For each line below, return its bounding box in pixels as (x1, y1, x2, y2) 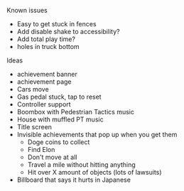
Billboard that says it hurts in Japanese (16, 175, 131, 184)
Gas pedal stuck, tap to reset (16, 92, 102, 101)
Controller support (16, 100, 72, 109)
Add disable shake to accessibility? (16, 28, 120, 36)
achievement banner (16, 70, 77, 78)
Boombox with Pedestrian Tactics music (16, 108, 134, 116)
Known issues (6, 6, 48, 14)
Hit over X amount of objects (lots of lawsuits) (27, 168, 162, 176)
